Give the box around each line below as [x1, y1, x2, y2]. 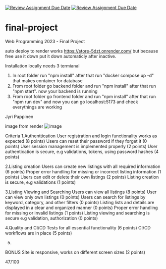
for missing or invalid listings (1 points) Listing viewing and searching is [5, 210, 150, 215]
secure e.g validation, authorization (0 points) [5, 215, 98, 221]
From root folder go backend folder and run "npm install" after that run [12, 83, 156, 89]
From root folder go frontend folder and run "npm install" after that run [12, 93, 156, 99]
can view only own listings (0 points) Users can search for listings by [5, 194, 146, 200]
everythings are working [12, 104, 62, 110]
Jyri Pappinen [5, 113, 34, 119]
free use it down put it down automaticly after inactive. [5, 53, 116, 59]
